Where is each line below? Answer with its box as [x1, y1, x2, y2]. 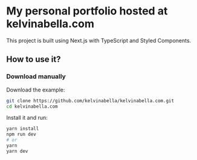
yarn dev [6, 148, 28, 154]
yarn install [6, 126, 39, 132]
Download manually [6, 72, 66, 81]
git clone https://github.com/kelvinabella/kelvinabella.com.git [6, 97, 174, 103]
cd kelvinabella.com [6, 103, 59, 109]
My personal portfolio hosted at [6, 4, 168, 18]
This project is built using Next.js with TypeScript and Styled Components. [6, 37, 192, 44]
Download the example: [6, 86, 65, 93]
